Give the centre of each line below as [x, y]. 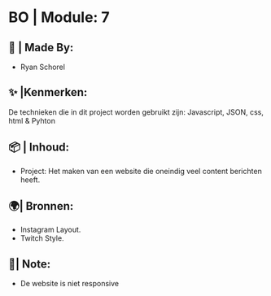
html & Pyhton [32, 120]
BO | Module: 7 [59, 17]
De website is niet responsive [70, 284]
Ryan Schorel [42, 67]
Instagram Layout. [50, 230]
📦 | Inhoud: [39, 148]
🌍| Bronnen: [41, 206]
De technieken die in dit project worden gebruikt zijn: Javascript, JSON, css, [136, 112]
